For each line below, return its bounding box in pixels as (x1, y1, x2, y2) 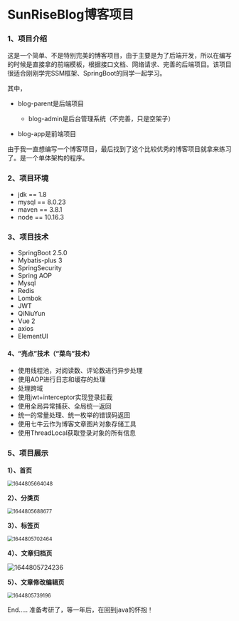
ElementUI (17, 332, 48, 341)
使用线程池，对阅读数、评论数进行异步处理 (17, 366, 143, 375)
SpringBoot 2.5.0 (17, 249, 68, 257)
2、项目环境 (7, 173, 49, 183)
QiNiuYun (17, 309, 46, 318)
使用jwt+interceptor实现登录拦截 (17, 393, 113, 401)
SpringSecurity (17, 264, 62, 272)
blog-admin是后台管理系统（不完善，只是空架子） (28, 115, 175, 123)
